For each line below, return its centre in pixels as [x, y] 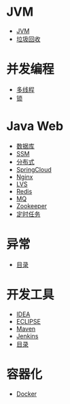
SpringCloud [34, 169]
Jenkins [27, 336]
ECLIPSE [29, 321]
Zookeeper [32, 205]
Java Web [35, 126]
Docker [27, 394]
